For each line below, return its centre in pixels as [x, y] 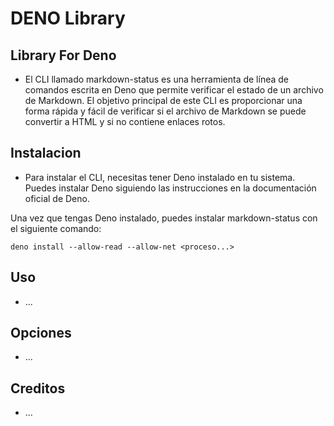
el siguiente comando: [56, 228]
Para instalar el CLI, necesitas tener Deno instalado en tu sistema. [160, 177]
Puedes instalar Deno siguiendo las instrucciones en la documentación [170, 188]
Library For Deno [63, 55]
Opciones [41, 333]
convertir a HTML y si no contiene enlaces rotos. [125, 121]
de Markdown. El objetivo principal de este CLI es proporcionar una [163, 100]
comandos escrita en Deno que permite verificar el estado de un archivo [174, 90]
